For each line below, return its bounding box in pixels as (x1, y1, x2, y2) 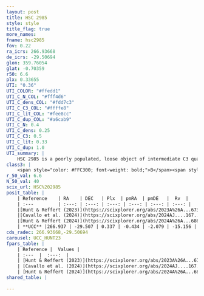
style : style (6, 20, 39, 26)
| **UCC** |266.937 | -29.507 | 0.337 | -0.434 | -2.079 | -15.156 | (17, 224, 197, 230)
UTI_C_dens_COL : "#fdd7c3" (6, 99, 75, 105)
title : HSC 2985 (6, 15, 47, 21)
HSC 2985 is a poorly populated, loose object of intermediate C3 (17, 156, 189, 162)
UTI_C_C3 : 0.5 (6, 133, 42, 140)
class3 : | (6, 162, 32, 168)
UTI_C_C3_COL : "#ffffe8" (6, 105, 69, 111)
